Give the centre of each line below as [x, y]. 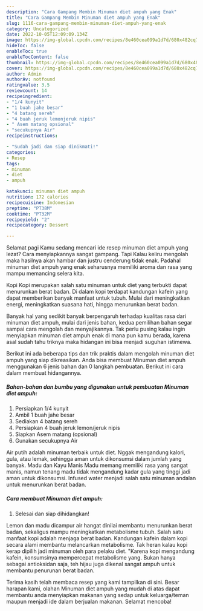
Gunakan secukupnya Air [46, 441]
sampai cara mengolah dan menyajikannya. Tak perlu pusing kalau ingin [96, 329]
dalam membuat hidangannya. [44, 373]
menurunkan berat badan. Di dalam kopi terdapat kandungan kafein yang [97, 292]
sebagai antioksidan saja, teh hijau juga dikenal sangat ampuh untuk [91, 564]
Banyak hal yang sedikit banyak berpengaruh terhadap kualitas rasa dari [96, 316]
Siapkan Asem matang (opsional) [56, 434]
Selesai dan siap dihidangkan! [52, 514]
